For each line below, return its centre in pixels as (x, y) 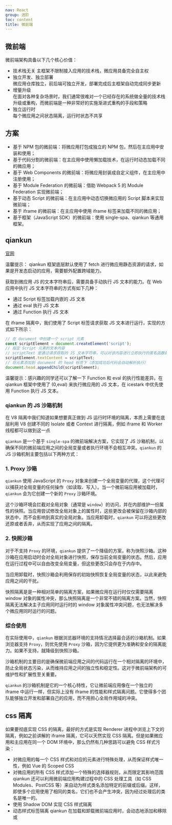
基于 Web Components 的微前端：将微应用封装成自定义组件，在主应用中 (89, 172)
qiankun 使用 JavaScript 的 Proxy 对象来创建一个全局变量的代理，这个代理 (83, 481)
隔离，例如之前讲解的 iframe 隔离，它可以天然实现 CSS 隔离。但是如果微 (82, 736)
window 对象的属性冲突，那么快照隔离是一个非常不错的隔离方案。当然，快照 (86, 598)
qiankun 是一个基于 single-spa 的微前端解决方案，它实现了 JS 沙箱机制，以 (84, 441)
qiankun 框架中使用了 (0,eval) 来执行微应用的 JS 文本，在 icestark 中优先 (82, 384)
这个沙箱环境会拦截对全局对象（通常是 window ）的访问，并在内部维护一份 (82, 504)
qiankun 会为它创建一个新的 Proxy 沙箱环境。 (52, 494)
